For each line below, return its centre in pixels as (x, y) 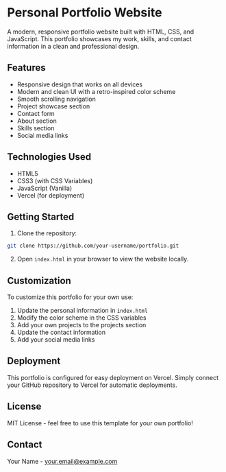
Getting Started (41, 216)
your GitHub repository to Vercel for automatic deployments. (92, 385)
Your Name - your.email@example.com (62, 461)
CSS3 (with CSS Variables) (55, 180)
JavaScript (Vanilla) (45, 188)
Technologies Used (49, 157)
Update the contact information (61, 332)
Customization (39, 280)
